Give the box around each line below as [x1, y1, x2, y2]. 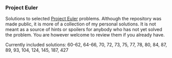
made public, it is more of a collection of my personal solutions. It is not [5, 21, 157, 27]
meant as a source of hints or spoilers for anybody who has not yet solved [5, 26, 163, 33]
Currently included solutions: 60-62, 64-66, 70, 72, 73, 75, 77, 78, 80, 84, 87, [5, 42, 167, 48]
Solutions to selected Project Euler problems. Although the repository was [5, 16, 162, 22]
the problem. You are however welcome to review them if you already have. [5, 32, 165, 38]
